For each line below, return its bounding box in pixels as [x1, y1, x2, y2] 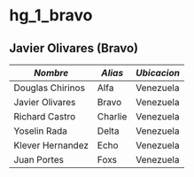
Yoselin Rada [13, 125, 68, 137]
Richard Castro [13, 111, 76, 122]
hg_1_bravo [9, 5, 93, 26]
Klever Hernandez [13, 139, 89, 151]
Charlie [97, 111, 128, 122]
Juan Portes [13, 154, 65, 165]
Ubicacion [136, 67, 180, 79]
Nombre [34, 67, 69, 79]
